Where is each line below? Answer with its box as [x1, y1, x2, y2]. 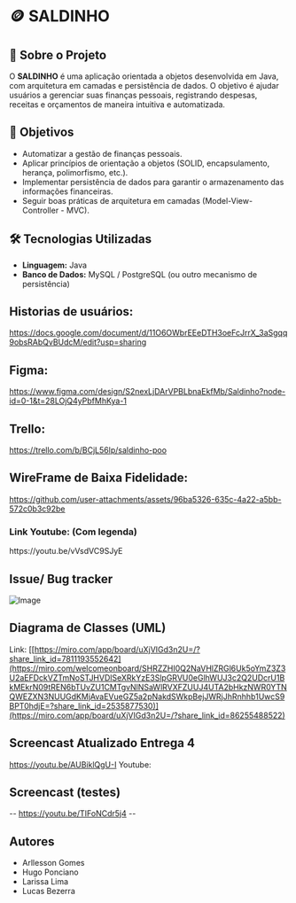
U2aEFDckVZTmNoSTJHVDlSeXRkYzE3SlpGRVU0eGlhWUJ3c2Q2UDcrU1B [9, 672, 285, 682]
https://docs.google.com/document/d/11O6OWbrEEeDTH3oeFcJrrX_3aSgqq [9, 328, 288, 339]
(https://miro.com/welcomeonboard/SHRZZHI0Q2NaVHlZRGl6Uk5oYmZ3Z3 [9, 663, 286, 673]
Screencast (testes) [9, 785, 121, 799]
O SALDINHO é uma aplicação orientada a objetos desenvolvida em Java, [9, 71, 279, 82]
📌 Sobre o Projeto [9, 47, 107, 62]
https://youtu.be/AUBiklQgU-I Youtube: [9, 759, 152, 770]
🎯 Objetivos [9, 125, 74, 140]
